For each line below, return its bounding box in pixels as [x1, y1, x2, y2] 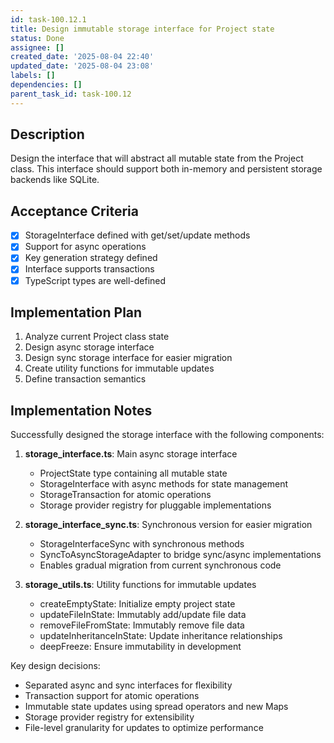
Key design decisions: [10, 660, 101, 672]
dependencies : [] [10, 80, 83, 90]
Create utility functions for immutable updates [24, 362, 215, 375]
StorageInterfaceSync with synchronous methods [39, 538, 245, 550]
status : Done [10, 33, 65, 43]
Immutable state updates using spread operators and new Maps [24, 701, 289, 713]
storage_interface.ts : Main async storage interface [24, 448, 238, 460]
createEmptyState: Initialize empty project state [39, 598, 236, 610]
